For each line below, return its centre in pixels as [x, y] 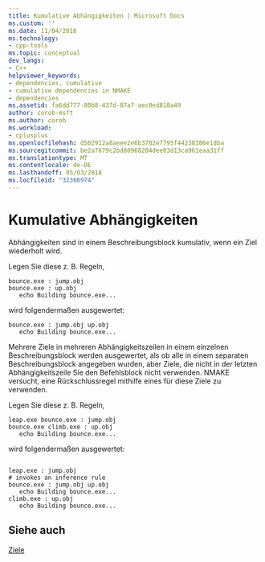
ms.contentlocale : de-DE [50, 166]
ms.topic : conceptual [45, 53]
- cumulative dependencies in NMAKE [69, 90]
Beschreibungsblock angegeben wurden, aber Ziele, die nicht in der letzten [133, 363]
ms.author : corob [37, 121]
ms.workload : [30, 128]
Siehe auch [37, 530]
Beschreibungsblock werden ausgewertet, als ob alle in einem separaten [128, 355]
